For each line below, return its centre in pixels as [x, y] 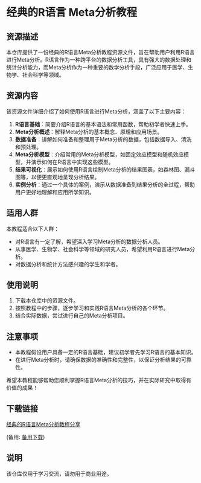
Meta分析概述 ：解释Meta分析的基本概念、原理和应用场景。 [89, 132]
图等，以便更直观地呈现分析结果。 [57, 177]
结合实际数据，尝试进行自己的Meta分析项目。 [72, 316]
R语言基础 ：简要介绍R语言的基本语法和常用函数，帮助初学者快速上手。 [103, 124]
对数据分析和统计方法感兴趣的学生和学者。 [68, 264]
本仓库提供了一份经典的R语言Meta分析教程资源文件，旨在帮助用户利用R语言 [101, 52]
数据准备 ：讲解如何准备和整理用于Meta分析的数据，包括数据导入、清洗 [103, 139]
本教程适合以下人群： [33, 229]
